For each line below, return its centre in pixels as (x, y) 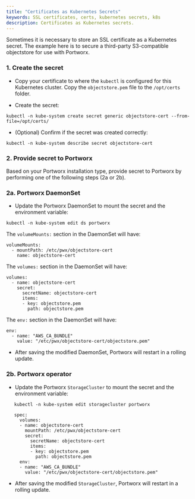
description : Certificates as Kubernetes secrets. (70, 23)
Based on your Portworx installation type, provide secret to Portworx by (94, 171)
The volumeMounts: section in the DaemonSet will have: (73, 234)
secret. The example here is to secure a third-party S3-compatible (87, 46)
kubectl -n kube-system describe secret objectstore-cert (79, 143)
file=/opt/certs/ (28, 121)
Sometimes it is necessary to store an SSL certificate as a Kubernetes (92, 40)
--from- (180, 116)
